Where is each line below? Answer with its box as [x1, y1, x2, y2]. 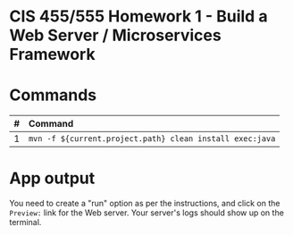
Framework [9, 45, 96, 64]
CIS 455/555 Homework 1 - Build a [9, 6, 268, 27]
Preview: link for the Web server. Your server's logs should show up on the [9, 207, 284, 218]
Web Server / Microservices [9, 25, 222, 46]
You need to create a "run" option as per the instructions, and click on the [9, 198, 280, 209]
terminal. [9, 217, 42, 228]
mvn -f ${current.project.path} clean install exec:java [28, 134, 276, 144]
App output [9, 168, 96, 189]
